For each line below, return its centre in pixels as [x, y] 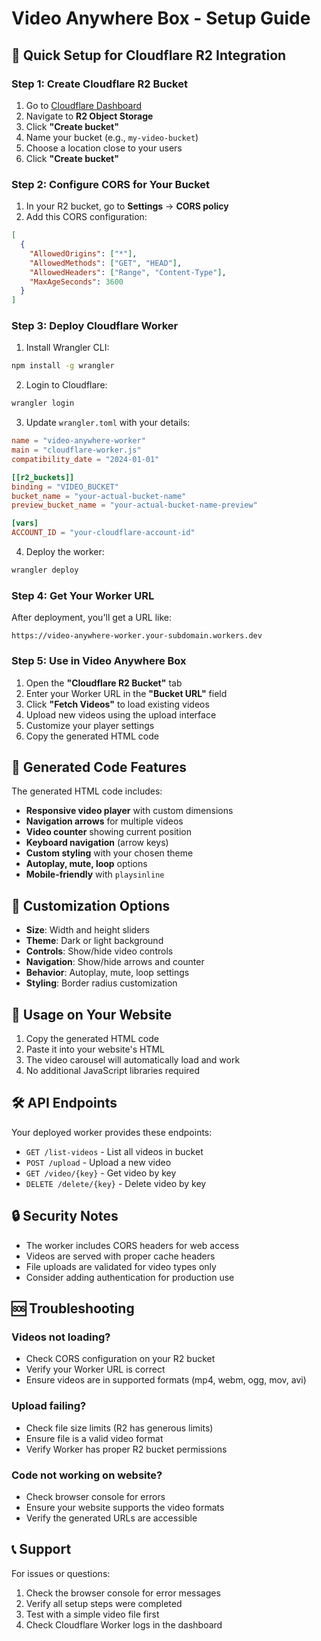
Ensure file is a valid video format [94, 1438]
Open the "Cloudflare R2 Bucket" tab [104, 683]
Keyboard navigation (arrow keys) [97, 843]
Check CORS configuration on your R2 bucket [120, 1359]
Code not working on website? [87, 1475]
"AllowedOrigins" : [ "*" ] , [83, 253]
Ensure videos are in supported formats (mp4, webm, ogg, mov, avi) [166, 1380]
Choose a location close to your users [104, 148]
